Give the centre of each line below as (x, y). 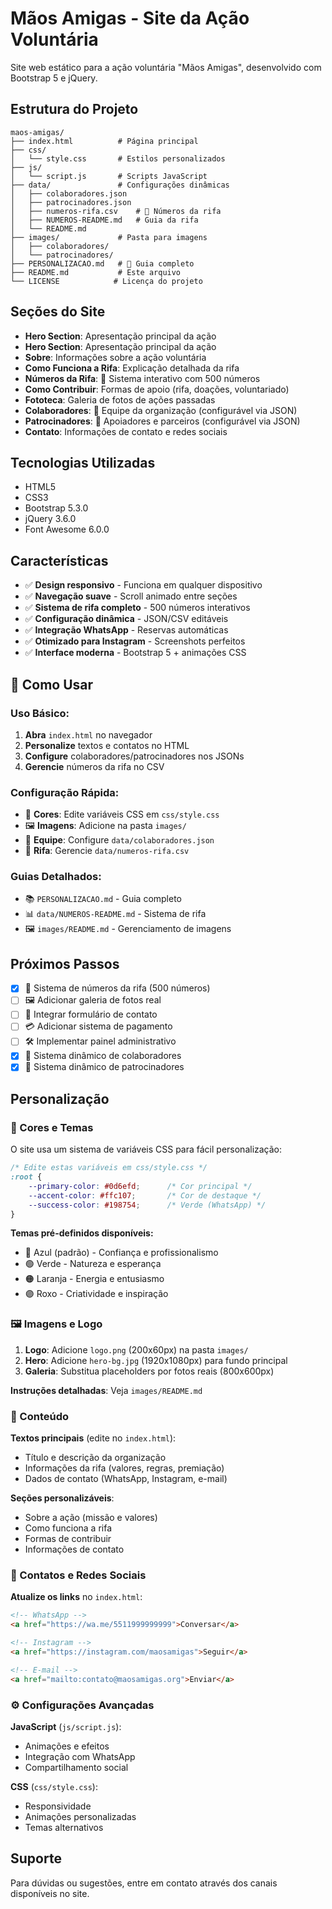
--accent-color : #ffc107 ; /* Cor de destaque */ (145, 1195)
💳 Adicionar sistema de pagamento (98, 1026)
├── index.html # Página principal (104, 141)
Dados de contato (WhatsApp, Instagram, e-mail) (126, 1479)
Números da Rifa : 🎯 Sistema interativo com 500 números (142, 378)
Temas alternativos (64, 1827)
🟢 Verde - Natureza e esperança (93, 1264)
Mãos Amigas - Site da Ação (130, 18)
